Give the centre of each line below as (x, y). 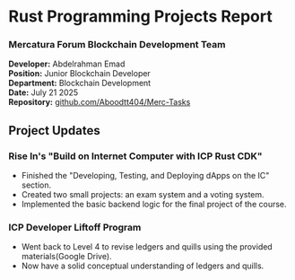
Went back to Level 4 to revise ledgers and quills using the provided (147, 247)
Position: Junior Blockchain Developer (80, 74)
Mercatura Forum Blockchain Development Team (117, 45)
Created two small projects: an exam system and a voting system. (143, 195)
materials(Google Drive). (67, 257)
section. (36, 185)
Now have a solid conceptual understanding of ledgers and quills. (143, 266)
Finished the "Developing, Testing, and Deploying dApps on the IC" (145, 176)
